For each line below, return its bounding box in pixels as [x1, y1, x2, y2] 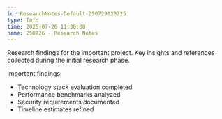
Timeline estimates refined [17, 105, 94, 113]
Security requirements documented [17, 98, 120, 106]
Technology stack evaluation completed [17, 83, 133, 91]
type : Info [7, 17, 39, 24]
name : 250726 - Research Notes [7, 29, 98, 37]
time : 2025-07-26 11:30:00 [7, 23, 86, 30]
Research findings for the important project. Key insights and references [7, 49, 215, 57]
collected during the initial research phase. [7, 56, 131, 65]
